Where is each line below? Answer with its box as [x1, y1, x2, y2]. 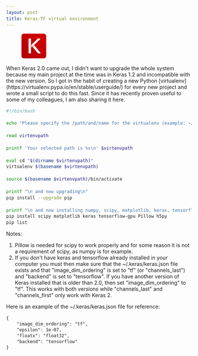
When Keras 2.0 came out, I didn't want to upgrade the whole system [6, 65, 174, 72]
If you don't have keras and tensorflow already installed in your [14, 254, 168, 261]
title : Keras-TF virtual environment [6, 15, 99, 22]
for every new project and [124, 83, 187, 91]
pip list [6, 219, 28, 226]
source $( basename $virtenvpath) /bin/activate [6, 177, 123, 182]
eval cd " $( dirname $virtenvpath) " [6, 158, 94, 164]
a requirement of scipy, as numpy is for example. [14, 248, 134, 255]
